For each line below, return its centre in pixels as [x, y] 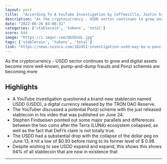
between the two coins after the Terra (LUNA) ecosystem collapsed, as [85, 125]
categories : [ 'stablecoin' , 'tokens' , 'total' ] [55, 28]
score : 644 [16, 33]
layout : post [19, 10]
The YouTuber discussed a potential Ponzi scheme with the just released [87, 109]
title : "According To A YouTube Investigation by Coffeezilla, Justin [81, 14]
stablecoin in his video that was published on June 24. [68, 115]
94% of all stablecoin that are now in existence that [65, 152]
